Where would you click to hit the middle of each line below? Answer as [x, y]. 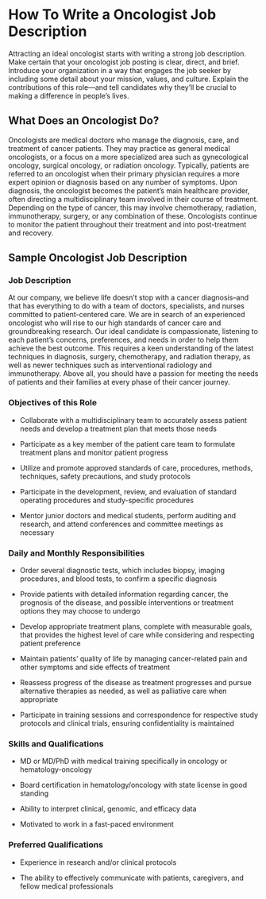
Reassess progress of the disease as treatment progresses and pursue [135, 683]
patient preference [50, 643]
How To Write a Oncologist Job [112, 15]
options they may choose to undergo [80, 611]
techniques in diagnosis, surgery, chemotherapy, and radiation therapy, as [129, 357]
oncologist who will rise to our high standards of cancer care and [115, 323]
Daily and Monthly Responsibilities [77, 552]
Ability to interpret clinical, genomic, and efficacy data [108, 809]
